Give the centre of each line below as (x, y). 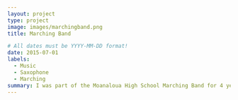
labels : (19, 60)
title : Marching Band (39, 33)
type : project (28, 20)
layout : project (31, 14)
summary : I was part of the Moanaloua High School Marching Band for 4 (115, 85)
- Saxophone (32, 72)
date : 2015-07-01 (33, 53)
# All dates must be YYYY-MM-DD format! (68, 46)
